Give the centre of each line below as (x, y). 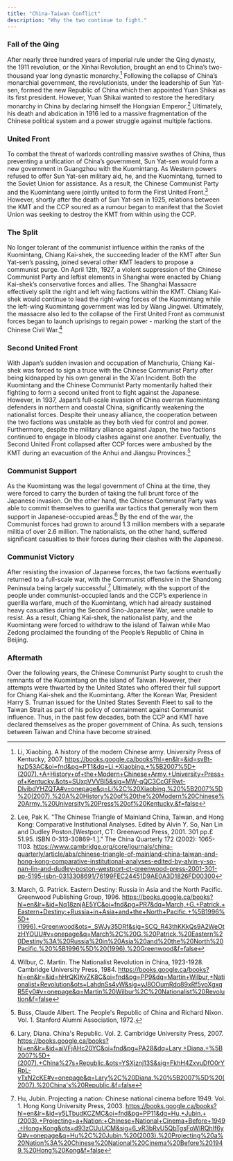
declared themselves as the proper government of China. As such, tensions (115, 724)
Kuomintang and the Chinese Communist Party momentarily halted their (110, 385)
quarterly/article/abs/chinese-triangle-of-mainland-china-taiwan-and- (118, 854)
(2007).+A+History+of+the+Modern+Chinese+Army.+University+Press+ (121, 774)
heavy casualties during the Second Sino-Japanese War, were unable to (110, 610)
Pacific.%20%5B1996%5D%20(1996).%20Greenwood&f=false (107, 949)
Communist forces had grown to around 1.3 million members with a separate (116, 524)
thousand (21, 75)
